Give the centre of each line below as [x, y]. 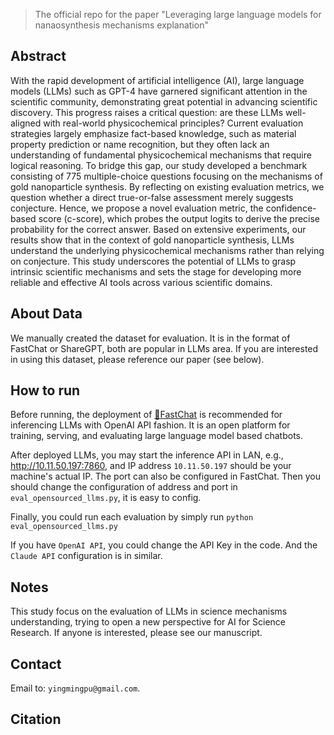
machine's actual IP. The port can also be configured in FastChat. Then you [165, 476]
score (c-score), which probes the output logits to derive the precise [179, 218]
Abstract [38, 56]
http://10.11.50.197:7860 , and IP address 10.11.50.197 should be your [151, 466]
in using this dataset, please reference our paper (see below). [137, 359]
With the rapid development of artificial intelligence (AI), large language [157, 80]
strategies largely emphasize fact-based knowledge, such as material [153, 133]
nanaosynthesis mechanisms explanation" [121, 25]
